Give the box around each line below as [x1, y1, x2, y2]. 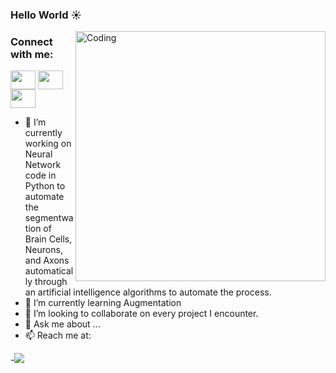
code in [24, 169, 57, 182]
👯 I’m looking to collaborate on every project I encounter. [24, 308, 259, 320]
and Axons [24, 254, 70, 267]
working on [24, 138, 72, 150]
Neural [24, 148, 53, 160]
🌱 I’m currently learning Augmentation [24, 297, 182, 309]
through [34, 276, 68, 288]
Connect [10, 34, 53, 48]
